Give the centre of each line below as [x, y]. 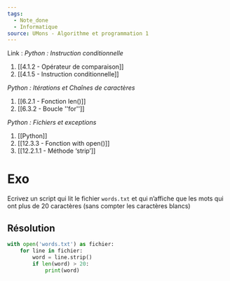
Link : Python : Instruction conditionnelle [66, 53]
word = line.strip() [62, 257]
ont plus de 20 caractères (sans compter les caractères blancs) [99, 206]
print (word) [62, 270]
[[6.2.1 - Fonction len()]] [52, 102]
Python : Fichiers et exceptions [52, 123]
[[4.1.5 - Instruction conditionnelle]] [68, 74]
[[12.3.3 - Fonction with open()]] [63, 144]
